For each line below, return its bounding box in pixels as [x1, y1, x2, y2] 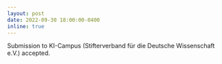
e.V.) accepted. [7, 49, 50, 57]
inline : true [7, 23, 45, 30]
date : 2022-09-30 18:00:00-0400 [7, 17, 100, 23]
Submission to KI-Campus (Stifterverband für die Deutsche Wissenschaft [7, 42, 215, 50]
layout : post [7, 10, 45, 17]
